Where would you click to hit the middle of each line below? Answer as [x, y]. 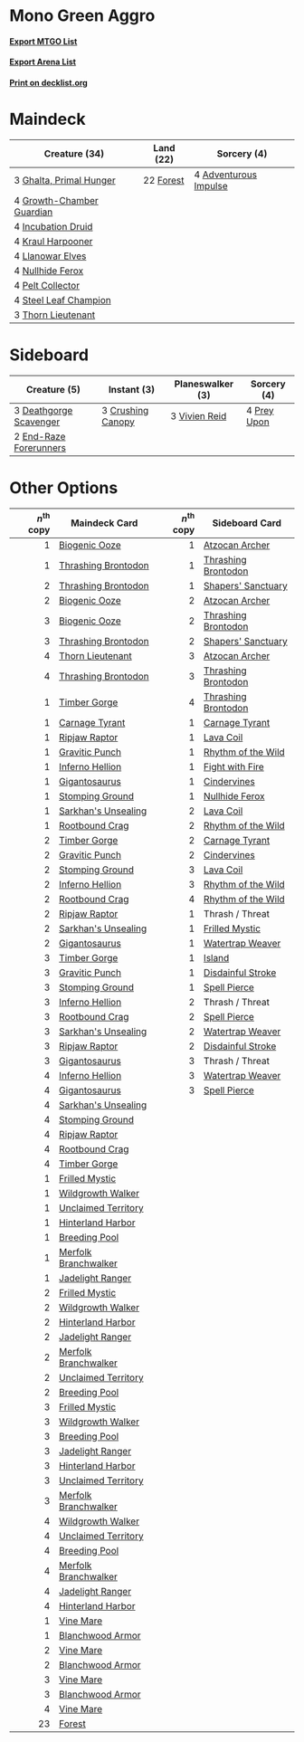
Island [216, 958]
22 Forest [164, 180]
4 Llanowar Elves [50, 256]
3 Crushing [125, 410]
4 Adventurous [226, 175]
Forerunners [40, 447]
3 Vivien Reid [199, 415]
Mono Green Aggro [82, 16]
